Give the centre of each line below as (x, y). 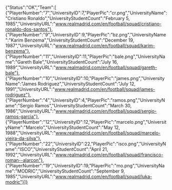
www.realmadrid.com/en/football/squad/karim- (105, 45)
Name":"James (21, 84)
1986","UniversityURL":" (31, 111)
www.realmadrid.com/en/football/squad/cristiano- (108, 24)
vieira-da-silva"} (23, 138)
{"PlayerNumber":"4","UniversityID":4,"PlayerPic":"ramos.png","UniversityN (85, 100)
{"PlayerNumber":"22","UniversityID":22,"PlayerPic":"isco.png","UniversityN (86, 144)
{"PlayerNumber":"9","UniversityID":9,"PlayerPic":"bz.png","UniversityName (86, 35)
